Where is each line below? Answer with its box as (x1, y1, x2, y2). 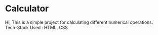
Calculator (5, 3, 49, 14)
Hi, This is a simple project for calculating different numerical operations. (5, 19, 153, 25)
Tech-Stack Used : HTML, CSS (5, 24, 68, 30)
